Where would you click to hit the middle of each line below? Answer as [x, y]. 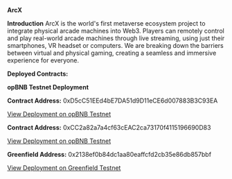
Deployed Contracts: [38, 74]
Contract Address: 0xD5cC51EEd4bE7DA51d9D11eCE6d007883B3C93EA [113, 101]
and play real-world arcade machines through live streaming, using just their [116, 38]
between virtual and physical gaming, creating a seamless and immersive [112, 53]
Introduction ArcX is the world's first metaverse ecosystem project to [106, 23]
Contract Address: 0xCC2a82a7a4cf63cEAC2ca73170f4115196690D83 [109, 127]
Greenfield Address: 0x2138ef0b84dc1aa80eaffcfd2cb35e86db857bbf [109, 154]
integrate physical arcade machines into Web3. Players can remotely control [116, 31]
